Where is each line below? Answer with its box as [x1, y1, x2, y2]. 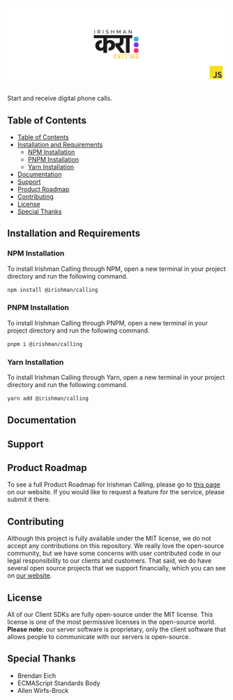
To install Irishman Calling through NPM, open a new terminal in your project [7, 265, 226, 273]
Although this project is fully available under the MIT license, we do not [7, 534, 211, 542]
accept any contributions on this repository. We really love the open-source [7, 542, 225, 550]
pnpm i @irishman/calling [7, 340, 82, 348]
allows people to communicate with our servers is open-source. [7, 633, 190, 641]
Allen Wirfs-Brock [17, 686, 69, 694]
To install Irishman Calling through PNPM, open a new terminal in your [7, 318, 208, 327]
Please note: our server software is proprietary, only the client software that [7, 625, 226, 633]
